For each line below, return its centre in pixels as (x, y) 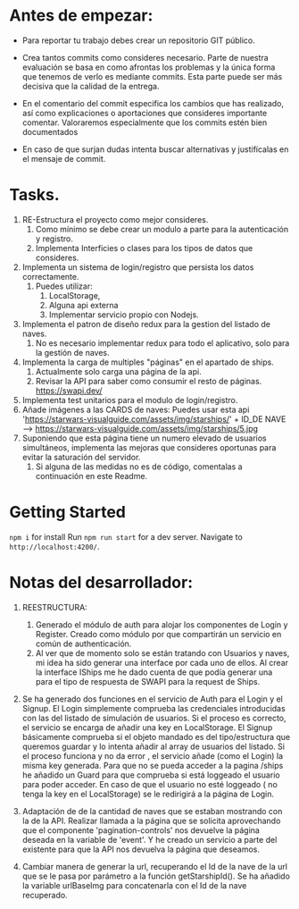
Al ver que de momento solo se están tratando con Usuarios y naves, (162, 652)
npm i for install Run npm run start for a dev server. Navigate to (126, 536)
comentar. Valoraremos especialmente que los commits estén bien (145, 122)
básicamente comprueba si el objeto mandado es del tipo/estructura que (156, 736)
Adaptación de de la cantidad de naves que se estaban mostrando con (152, 811)
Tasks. (34, 195)
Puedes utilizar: (64, 286)
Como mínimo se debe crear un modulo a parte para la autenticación (162, 229)
